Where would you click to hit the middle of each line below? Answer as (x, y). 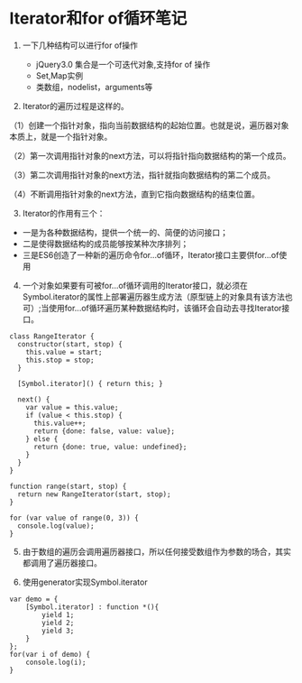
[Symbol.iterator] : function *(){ (92, 607)
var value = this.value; (72, 407)
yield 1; (58, 614)
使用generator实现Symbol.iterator (85, 582)
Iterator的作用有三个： (64, 213)
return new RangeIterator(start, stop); (94, 494)
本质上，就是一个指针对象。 (61, 136)
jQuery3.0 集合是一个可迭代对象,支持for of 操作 (123, 64)
